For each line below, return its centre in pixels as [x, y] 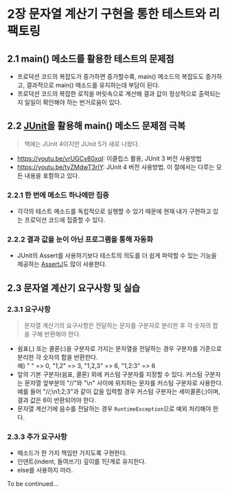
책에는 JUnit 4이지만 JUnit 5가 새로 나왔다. [82, 144]
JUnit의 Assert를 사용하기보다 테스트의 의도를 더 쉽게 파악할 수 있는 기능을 [117, 255]
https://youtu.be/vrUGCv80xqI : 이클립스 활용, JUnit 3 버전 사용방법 [110, 158]
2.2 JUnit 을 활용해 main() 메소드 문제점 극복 [96, 126]
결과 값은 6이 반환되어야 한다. [56, 400]
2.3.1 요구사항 [29, 309]
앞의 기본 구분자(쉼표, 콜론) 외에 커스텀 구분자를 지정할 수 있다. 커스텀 [110, 374]
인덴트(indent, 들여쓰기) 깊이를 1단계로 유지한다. [81, 461]
